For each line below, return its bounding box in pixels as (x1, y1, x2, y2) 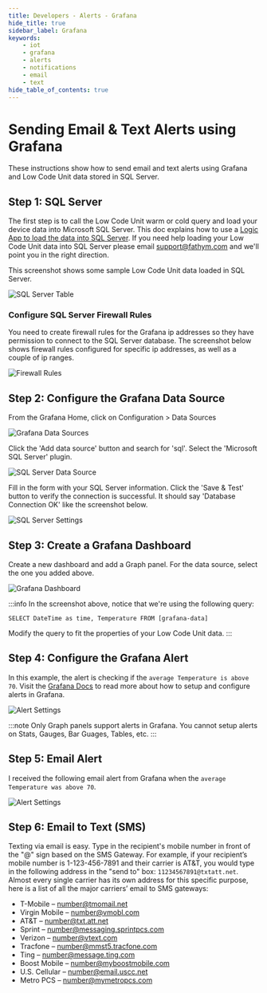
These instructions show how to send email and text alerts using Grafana (8, 164, 248, 173)
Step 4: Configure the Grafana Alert (8, 652, 189, 665)
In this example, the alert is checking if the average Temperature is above (8, 672, 249, 682)
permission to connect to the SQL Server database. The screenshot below (8, 336, 252, 345)
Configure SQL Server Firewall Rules (8, 309, 152, 321)
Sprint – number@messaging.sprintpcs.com (19, 924, 165, 934)
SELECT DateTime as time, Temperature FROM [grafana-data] (8, 615, 209, 623)
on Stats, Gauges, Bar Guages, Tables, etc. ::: (8, 729, 157, 739)
